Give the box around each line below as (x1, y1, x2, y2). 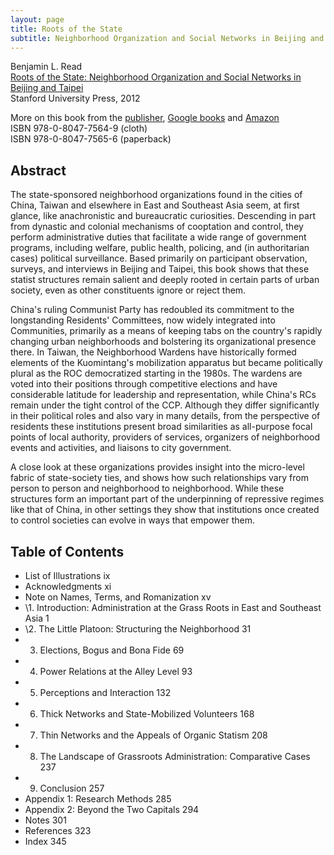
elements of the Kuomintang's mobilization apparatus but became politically (10, 357, 323, 369)
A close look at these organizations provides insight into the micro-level (10, 461, 305, 473)
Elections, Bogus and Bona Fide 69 (39, 644, 185, 656)
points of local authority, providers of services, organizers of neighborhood (10, 431, 321, 443)
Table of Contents (10, 543, 125, 560)
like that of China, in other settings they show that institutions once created (10, 504, 320, 516)
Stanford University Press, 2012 (10, 92, 141, 105)
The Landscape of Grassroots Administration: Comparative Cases (39, 751, 311, 762)
